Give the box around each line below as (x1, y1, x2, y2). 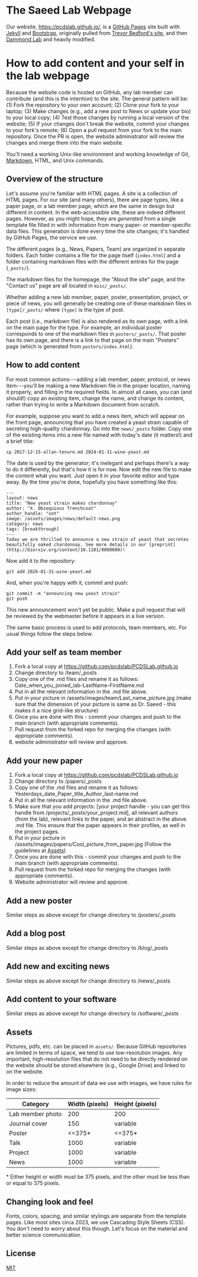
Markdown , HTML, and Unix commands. (6, 156, 105, 164)
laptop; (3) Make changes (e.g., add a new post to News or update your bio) (6, 107, 191, 114)
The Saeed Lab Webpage (6, 4, 132, 17)
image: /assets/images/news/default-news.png (6, 516, 120, 521)
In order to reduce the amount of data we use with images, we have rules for (6, 1080, 193, 1087)
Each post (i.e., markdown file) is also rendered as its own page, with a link (6, 318, 188, 325)
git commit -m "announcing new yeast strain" (6, 590, 120, 596)
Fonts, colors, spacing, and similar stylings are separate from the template (6, 1212, 187, 1220)
